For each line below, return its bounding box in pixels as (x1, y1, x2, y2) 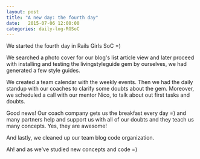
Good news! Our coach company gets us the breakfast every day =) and (6, 109, 186, 117)
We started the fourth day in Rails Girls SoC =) (6, 42, 121, 50)
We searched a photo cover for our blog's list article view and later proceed (6, 54, 195, 61)
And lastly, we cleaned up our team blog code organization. (6, 134, 155, 141)
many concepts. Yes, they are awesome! (6, 122, 108, 130)
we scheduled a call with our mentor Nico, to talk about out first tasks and (6, 91, 190, 99)
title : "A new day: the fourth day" (6, 15, 98, 21)
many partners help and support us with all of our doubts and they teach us (6, 116, 195, 123)
